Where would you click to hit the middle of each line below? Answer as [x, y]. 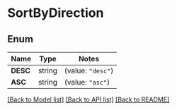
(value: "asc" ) [87, 82]
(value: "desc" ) [89, 71]
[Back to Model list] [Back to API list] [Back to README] [88, 99]
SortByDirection [56, 13]
